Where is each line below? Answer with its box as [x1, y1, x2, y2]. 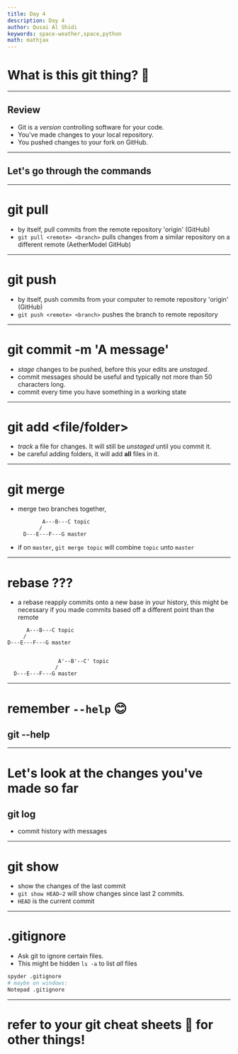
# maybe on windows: [7, 980, 69, 987]
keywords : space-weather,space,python [7, 30, 122, 38]
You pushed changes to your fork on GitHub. [17, 137, 149, 146]
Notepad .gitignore [7, 986, 65, 993]
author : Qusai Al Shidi [7, 23, 78, 30]
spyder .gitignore [7, 973, 62, 980]
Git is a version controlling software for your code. [17, 123, 164, 131]
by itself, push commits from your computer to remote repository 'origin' [17, 295, 229, 303]
